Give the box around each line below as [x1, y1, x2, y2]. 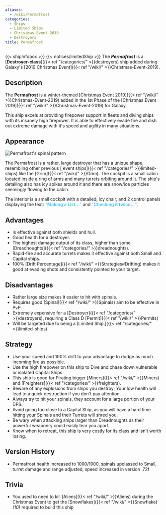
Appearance [5, 137, 45, 145]
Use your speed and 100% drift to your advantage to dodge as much [12, 353, 153, 359]
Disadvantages [5, 280, 53, 289]
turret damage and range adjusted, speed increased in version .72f [12, 466, 150, 472]
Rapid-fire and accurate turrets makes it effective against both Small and [12, 251, 162, 257]
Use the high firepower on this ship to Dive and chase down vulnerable [12, 364, 158, 370]
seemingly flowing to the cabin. [5, 187, 70, 193]
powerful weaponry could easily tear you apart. [12, 422, 110, 428]
